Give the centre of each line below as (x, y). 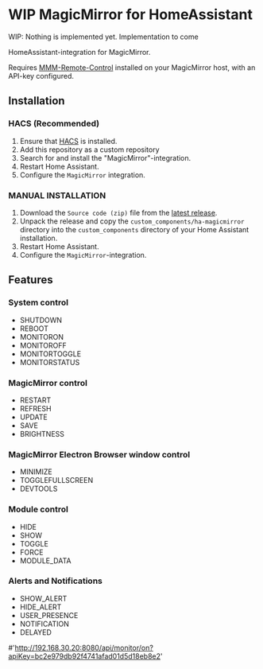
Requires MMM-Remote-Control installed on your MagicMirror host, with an (132, 67)
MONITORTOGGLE (50, 354)
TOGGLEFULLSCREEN (56, 480)
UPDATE (33, 417)
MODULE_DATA (45, 560)
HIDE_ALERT (41, 607)
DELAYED (35, 632)
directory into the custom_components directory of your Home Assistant (134, 229)
